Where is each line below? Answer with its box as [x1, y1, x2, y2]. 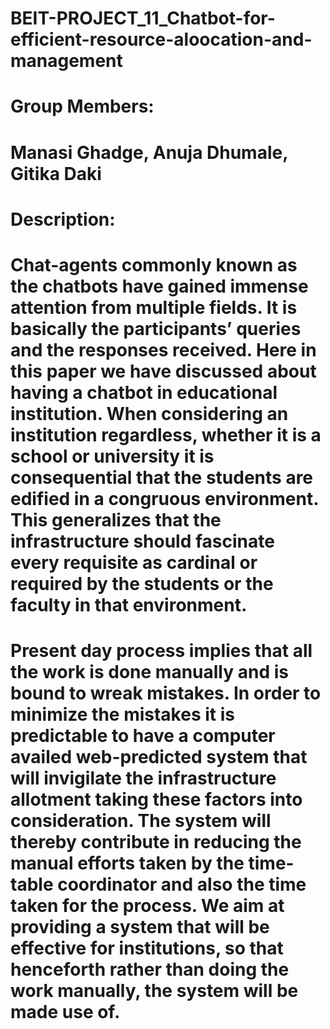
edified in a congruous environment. [10, 487, 319, 510]
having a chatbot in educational [10, 381, 278, 404]
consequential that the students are [10, 466, 314, 489]
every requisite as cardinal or [10, 551, 258, 574]
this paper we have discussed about [10, 360, 317, 382]
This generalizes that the [10, 508, 222, 531]
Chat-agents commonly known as [10, 253, 298, 276]
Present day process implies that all [10, 640, 313, 662]
